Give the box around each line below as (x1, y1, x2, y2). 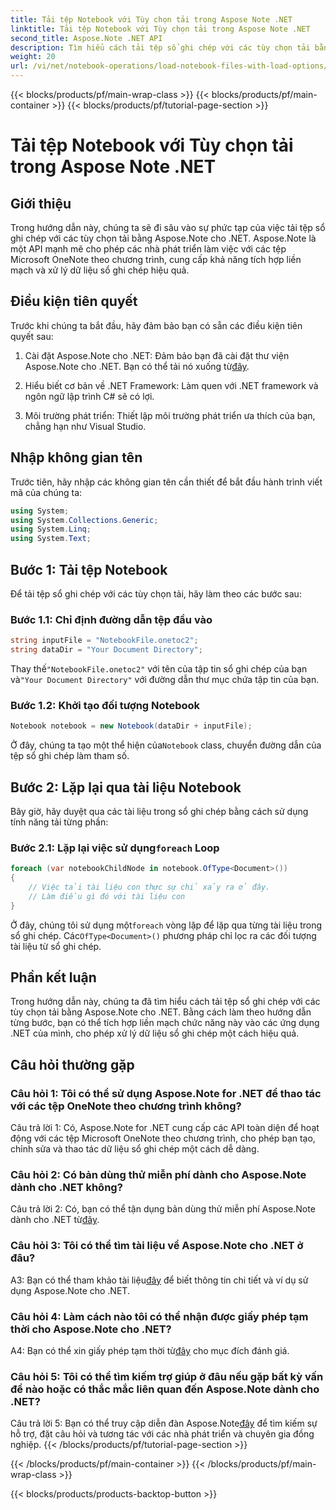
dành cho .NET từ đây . (10, 1214, 100, 1226)
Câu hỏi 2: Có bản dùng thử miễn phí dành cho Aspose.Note (10, 1168, 307, 1182)
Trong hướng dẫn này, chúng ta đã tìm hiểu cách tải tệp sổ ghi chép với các (10, 996, 321, 1008)
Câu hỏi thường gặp (10, 1056, 135, 1073)
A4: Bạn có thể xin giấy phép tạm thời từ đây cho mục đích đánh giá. (10, 1345, 290, 1357)
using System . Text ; (10, 534, 92, 544)
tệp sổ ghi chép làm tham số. (10, 750, 130, 762)
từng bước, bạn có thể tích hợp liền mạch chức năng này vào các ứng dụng (10, 1017, 320, 1029)
